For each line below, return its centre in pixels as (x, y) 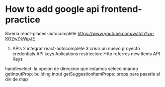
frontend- (122, 9)
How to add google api (52, 9)
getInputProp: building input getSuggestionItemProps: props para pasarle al (82, 74)
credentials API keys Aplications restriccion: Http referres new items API (86, 54)
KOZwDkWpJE (20, 39)
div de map (17, 79)
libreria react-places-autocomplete (41, 33)
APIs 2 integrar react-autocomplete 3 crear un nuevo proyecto (76, 48)
